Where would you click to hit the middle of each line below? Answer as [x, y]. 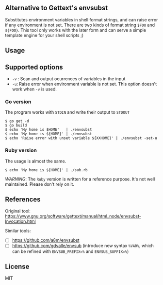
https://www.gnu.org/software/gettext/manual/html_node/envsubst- [73, 216]
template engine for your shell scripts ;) [44, 35]
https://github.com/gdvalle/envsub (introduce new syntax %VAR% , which [83, 246]
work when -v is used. [34, 89]
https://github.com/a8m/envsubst [46, 240]
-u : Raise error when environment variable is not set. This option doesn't [84, 84]
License [17, 266]
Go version [18, 102]
